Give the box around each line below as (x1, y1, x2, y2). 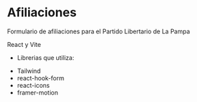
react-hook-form (16, 73, 65, 82)
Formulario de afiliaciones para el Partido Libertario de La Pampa (7, 27, 190, 35)
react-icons (16, 81, 50, 89)
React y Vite (7, 40, 41, 48)
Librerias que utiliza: (16, 53, 75, 62)
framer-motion (16, 88, 58, 97)
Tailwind (16, 67, 41, 75)
